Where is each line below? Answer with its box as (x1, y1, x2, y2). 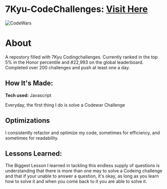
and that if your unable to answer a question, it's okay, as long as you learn (5, 173, 159, 179)
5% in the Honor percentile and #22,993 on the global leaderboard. (5, 59, 144, 65)
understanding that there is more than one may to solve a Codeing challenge (5, 168, 163, 174)
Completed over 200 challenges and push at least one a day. (5, 64, 130, 70)
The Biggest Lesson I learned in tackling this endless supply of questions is (5, 163, 160, 169)
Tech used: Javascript (5, 92, 51, 98)
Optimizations (5, 116, 50, 125)
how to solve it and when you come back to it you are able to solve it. (5, 179, 147, 185)
